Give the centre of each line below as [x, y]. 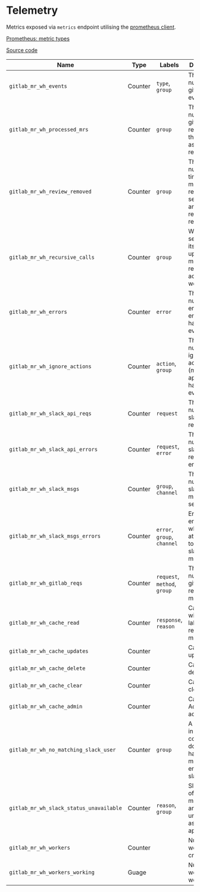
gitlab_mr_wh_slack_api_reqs [50, 413]
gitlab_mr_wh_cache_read [44, 623]
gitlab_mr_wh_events [38, 86]
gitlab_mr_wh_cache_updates [49, 651]
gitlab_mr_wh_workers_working [52, 872]
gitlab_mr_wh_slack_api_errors [54, 449]
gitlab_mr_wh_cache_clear [46, 685]
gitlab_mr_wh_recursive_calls [52, 257]
